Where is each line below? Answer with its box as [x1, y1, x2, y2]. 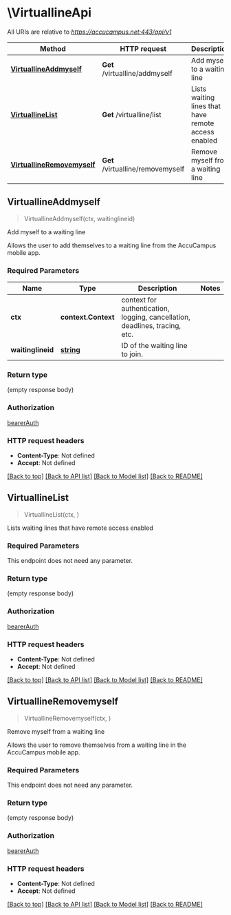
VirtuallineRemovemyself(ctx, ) [23, 714, 111, 722]
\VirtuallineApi [7, 5, 91, 21]
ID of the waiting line [121, 341, 188, 351]
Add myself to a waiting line [7, 227, 86, 236]
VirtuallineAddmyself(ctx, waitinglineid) [23, 214, 135, 223]
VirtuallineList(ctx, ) [23, 510, 80, 518]
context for [121, 295, 157, 305]
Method [40, 43, 67, 53]
